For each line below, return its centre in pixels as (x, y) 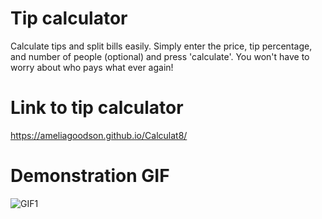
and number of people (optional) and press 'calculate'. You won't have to (160, 56)
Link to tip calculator (97, 108)
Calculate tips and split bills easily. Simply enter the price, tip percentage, (161, 46)
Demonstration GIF (90, 176)
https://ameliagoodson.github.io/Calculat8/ (99, 135)
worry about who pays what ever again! (92, 67)
